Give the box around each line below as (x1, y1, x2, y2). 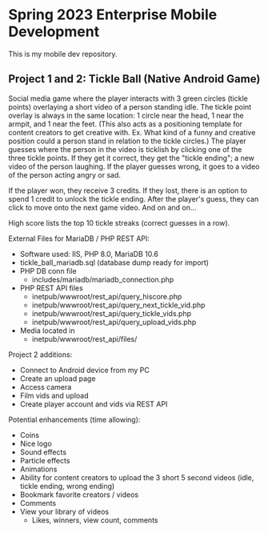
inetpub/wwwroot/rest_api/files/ (31, 334, 138, 343)
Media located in (19, 326, 75, 335)
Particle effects (19, 455, 70, 465)
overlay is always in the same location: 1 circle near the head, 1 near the (8, 110, 244, 120)
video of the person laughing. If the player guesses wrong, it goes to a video (8, 162, 260, 171)
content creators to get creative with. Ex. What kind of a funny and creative (8, 127, 256, 137)
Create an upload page (19, 374, 96, 383)
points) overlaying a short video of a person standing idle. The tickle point (8, 102, 252, 111)
